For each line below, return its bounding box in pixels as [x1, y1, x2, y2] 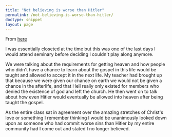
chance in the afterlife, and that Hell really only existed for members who [5, 83, 159, 89]
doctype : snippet [5, 17, 43, 22]
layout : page [5, 22, 33, 27]
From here [5, 36, 27, 42]
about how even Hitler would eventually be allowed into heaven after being [5, 94, 163, 100]
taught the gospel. [5, 100, 44, 106]
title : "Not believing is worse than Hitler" [5, 7, 104, 13]
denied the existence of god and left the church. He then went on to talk [5, 88, 158, 95]
